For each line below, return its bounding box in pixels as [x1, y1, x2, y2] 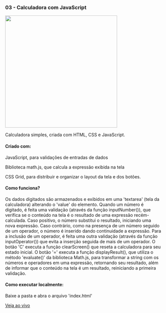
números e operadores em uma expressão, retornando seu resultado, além [5, 260, 159, 266]
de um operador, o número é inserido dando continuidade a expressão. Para [5, 228, 162, 234]
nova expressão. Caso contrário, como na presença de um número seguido [5, 222, 160, 228]
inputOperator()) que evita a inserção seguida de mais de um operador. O [5, 238, 156, 244]
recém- [134, 212, 149, 218]
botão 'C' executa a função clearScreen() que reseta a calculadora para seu [5, 244, 161, 250]
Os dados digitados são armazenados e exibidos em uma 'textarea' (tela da [5, 196, 160, 202]
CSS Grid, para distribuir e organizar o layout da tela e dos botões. [5, 173, 141, 179]
